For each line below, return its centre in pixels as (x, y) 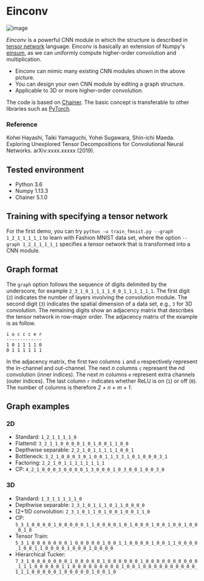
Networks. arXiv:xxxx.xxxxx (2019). (51, 151)
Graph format (32, 270)
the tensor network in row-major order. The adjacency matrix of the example (102, 316)
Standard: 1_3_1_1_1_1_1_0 (48, 498)
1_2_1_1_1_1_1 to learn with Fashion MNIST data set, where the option (93, 237)
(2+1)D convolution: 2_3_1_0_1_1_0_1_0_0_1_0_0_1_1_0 (83, 511)
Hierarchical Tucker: (40, 554)
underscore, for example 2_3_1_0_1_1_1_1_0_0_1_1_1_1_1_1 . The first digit (98, 291)
